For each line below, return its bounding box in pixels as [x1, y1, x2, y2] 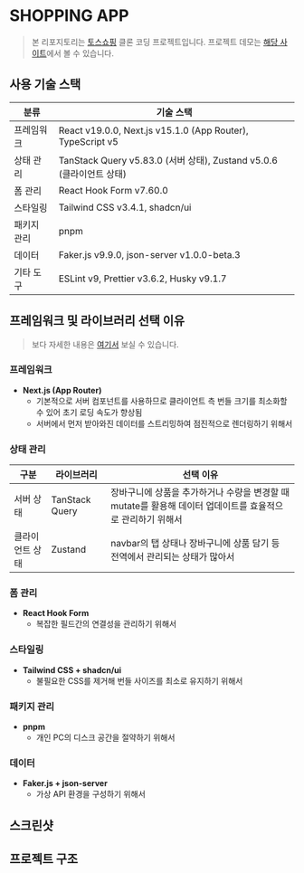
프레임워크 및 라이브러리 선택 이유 [9, 313, 185, 328]
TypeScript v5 [58, 135, 119, 147]
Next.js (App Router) [22, 384, 102, 395]
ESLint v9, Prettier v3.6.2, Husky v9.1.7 [58, 272, 227, 285]
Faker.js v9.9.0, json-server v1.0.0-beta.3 [58, 248, 242, 261]
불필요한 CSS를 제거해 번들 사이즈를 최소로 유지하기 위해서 [35, 675, 243, 686]
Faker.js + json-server [22, 778, 109, 789]
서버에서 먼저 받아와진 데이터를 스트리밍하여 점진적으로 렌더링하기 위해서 [35, 418, 293, 429]
